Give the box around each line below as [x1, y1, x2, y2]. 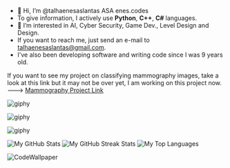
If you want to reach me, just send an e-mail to [17, 36, 150, 44]
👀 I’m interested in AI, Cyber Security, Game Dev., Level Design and [17, 21, 209, 29]
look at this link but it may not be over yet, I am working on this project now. [7, 79, 222, 86]
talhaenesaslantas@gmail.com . [17, 44, 106, 51]
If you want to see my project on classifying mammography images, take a [7, 71, 219, 80]
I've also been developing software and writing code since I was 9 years [17, 50, 223, 59]
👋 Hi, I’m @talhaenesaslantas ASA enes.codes [17, 7, 148, 15]
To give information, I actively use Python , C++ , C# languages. [17, 14, 198, 22]
